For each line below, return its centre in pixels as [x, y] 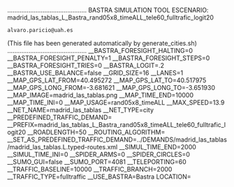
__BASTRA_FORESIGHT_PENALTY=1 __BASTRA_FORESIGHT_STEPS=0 [109, 58]
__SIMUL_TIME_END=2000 [158, 147]
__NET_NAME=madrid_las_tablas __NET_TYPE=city [81, 110]
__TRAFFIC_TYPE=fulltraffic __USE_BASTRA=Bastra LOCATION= [99, 177]
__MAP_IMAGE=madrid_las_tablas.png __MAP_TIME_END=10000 [101, 95]
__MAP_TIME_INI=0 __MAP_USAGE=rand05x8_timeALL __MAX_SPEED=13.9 [116, 103]
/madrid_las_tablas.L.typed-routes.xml [63, 147]
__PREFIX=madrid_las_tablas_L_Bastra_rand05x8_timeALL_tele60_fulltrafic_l [117, 125]
